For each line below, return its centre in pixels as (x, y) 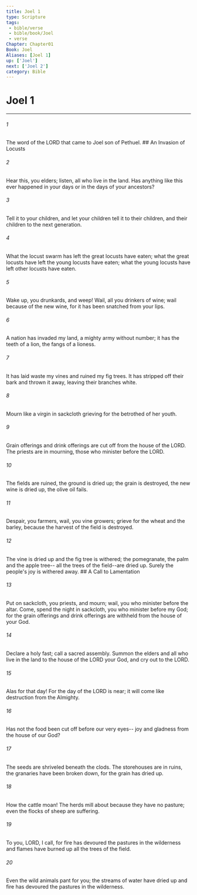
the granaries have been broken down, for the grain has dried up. (85, 773)
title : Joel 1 (23, 11)
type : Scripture (26, 17)
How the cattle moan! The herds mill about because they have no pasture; (95, 805)
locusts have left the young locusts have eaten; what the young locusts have (98, 262)
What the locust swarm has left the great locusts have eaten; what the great (98, 256)
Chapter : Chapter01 (30, 45)
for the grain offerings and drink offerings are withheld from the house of (94, 615)
